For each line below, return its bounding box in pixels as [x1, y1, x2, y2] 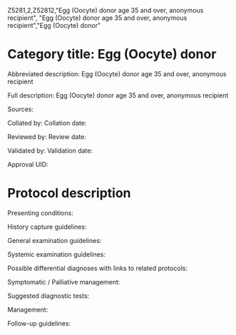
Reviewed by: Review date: [7, 132, 87, 141]
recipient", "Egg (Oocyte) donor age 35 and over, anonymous [7, 14, 188, 22]
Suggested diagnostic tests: [7, 292, 90, 300]
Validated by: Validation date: [7, 146, 93, 155]
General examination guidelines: [7, 236, 102, 244]
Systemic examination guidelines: [7, 249, 106, 259]
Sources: [7, 105, 34, 113]
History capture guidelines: [7, 222, 87, 231]
